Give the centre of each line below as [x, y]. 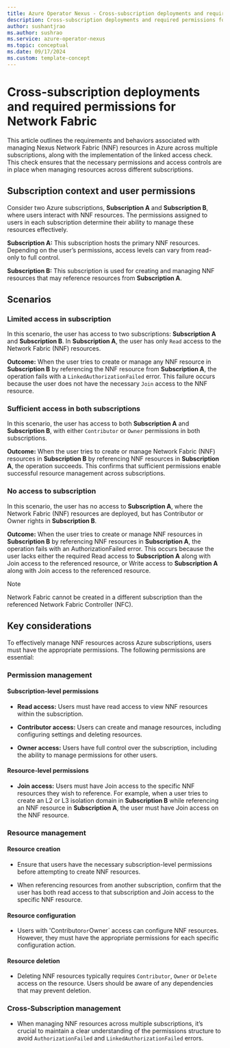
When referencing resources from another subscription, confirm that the [119, 885]
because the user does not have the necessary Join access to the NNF [107, 384]
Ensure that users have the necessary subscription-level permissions [114, 865]
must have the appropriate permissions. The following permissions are [106, 650]
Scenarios [29, 299]
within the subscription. [50, 714]
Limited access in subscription [59, 318]
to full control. [40, 257]
